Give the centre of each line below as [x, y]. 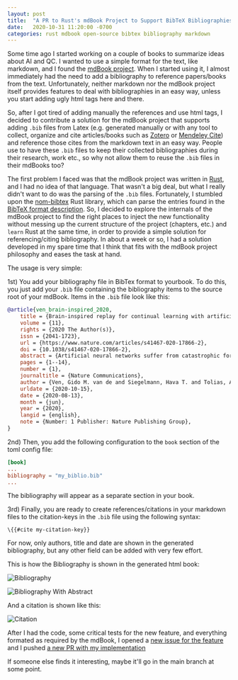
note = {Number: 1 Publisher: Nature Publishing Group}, [106, 422]
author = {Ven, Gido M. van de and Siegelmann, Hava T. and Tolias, [123, 382]
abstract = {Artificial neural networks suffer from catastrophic [120, 356]
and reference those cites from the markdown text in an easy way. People [115, 143]
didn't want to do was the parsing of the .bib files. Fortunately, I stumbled [115, 194]
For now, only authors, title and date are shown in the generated [101, 543]
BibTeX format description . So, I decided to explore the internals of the [110, 209]
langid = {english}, [50, 415]
